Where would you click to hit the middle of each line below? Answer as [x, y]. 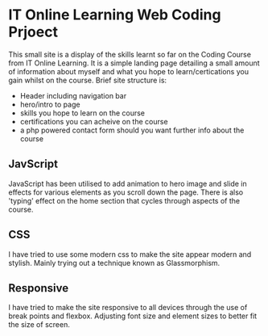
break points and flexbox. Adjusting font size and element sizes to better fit [133, 316]
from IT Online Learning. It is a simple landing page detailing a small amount [134, 63]
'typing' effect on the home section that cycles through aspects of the [124, 200]
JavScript [33, 164]
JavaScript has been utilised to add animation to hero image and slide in [128, 183]
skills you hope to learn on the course [82, 113]
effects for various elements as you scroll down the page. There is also [126, 192]
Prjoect [33, 32]
